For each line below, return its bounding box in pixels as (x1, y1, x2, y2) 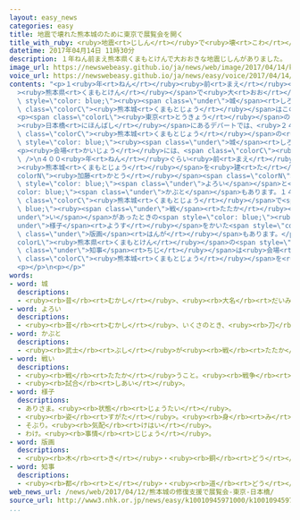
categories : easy (9, 21, 74, 30)
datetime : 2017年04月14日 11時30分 (9, 47, 136, 55)
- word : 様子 (9, 388, 55, 396)
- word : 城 (9, 279, 49, 288)
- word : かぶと (9, 329, 62, 338)
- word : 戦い (9, 354, 55, 363)
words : (9, 271, 34, 280)
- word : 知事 (9, 463, 55, 472)
